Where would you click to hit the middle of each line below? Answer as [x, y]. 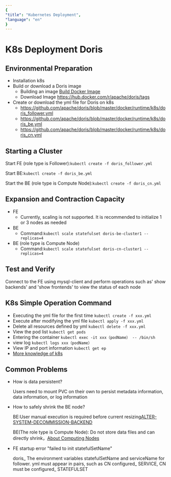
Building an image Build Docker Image [60, 92]
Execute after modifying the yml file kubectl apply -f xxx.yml [78, 321]
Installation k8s [29, 81]
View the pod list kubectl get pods [49, 332]
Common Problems [36, 369]
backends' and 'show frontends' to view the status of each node [73, 287]
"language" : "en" [24, 19]
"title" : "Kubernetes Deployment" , [43, 15]
